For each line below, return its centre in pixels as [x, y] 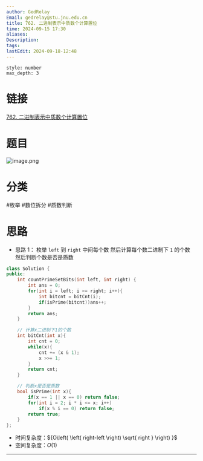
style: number [24, 68]
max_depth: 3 [23, 73]
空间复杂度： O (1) [36, 445]
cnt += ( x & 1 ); [59, 352]
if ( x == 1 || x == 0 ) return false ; [74, 397]
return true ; [44, 414]
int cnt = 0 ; [44, 341]
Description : [23, 40]
